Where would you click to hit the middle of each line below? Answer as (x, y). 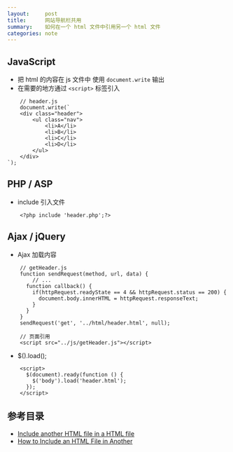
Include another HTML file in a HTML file (76, 433)
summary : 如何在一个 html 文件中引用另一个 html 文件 (84, 27)
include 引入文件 (41, 202)
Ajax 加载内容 (37, 254)
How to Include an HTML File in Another (75, 441)
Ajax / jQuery (36, 237)
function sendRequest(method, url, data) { (84, 274)
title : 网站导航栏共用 (44, 20)
